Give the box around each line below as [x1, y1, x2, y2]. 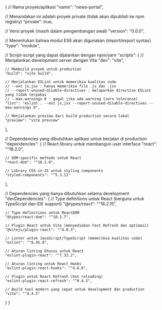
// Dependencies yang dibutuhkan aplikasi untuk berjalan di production [5, 136, 147, 142]
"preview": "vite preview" [5, 118, 60, 123]
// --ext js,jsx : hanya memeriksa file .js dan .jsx [5, 84, 117, 89]
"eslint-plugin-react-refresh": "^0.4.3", [5, 278, 92, 283]
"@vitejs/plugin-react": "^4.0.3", [5, 227, 77, 232]
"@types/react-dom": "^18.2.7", [5, 215, 71, 219]
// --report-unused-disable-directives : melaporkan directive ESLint [5, 88, 151, 93]
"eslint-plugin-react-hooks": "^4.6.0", [5, 266, 89, 271]
